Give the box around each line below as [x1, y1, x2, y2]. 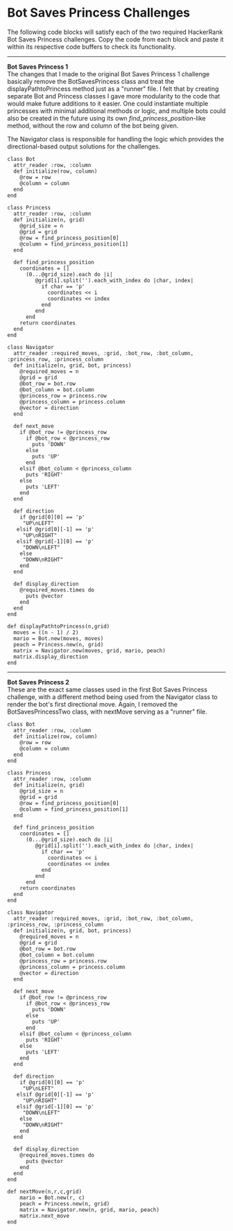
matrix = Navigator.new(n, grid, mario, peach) [19, 1206, 159, 1213]
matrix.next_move [19, 1212, 70, 1219]
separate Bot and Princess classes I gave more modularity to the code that [7, 92, 221, 100]
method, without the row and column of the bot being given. [7, 121, 179, 130]
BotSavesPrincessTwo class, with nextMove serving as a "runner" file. [7, 707, 208, 716]
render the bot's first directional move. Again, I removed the [7, 700, 178, 708]
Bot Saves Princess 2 [7, 678, 69, 686]
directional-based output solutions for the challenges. [7, 142, 161, 150]
